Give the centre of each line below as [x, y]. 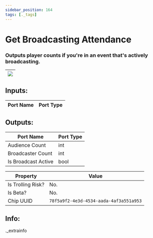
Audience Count [27, 145]
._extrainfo [16, 231]
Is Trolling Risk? [26, 184]
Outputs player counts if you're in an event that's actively [77, 55]
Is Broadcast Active [31, 162]
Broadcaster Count [30, 153]
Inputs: [17, 91]
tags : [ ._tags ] [21, 15]
